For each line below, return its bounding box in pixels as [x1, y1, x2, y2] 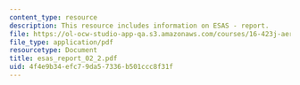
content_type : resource [9, 12, 98, 22]
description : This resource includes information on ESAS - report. [9, 21, 270, 30]
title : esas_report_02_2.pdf [9, 54, 118, 63]
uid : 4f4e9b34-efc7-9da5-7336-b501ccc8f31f [9, 63, 174, 72]
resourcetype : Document [9, 46, 98, 55]
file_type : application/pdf [9, 37, 114, 47]
